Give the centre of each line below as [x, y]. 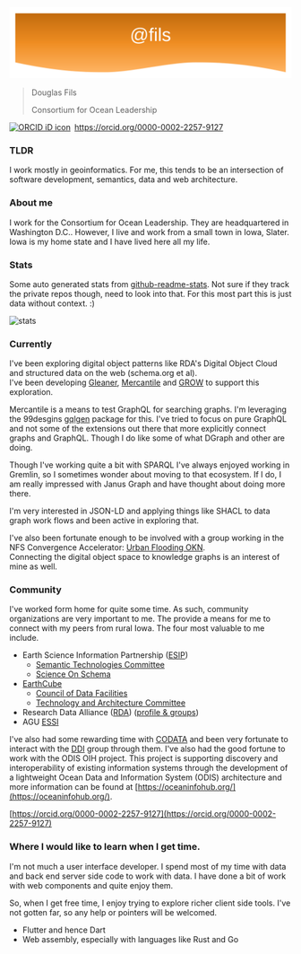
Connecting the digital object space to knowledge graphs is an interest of [145, 557]
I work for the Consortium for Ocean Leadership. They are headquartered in [149, 223]
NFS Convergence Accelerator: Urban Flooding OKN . [107, 547]
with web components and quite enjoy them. [91, 885]
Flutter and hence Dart [64, 930]
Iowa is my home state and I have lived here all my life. [110, 241]
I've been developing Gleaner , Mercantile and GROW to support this [134, 382]
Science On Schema [73, 674]
